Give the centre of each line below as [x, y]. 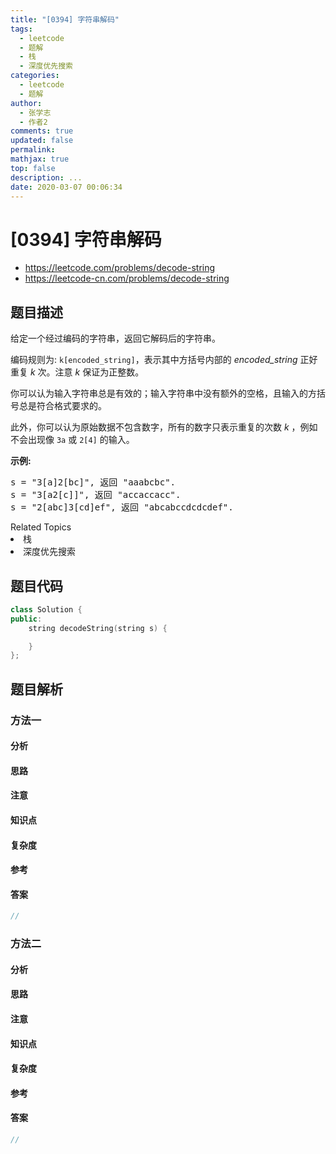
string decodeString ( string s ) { [98, 628]
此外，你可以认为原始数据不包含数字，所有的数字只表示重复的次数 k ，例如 [164, 427]
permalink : [33, 150]
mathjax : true [40, 159]
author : [26, 103]
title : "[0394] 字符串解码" [65, 19]
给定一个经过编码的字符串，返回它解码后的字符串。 [115, 338]
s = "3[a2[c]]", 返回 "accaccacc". [96, 495]
